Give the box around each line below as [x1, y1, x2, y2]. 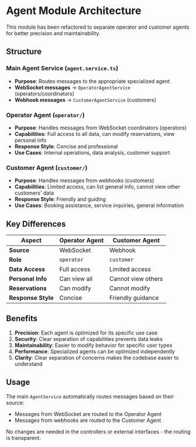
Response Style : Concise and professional [14, 142, 118, 150]
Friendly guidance [109, 294, 159, 302]
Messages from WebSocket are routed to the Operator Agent [14, 410, 162, 417]
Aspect [21, 236, 42, 244]
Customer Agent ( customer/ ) [6, 163, 88, 172]
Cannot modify [109, 284, 150, 292]
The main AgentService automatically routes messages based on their [6, 393, 174, 400]
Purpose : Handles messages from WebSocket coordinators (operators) [14, 124, 187, 131]
